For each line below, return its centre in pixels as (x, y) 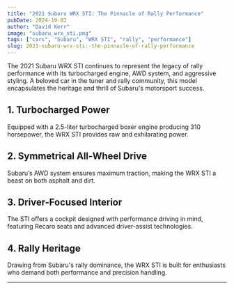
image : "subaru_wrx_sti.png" (49, 33)
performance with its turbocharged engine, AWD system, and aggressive (112, 73)
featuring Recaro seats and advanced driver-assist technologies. (100, 227)
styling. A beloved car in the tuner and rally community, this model (102, 81)
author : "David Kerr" (39, 26)
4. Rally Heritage (44, 248)
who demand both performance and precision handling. (87, 273)
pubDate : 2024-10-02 (37, 20)
